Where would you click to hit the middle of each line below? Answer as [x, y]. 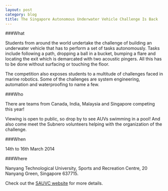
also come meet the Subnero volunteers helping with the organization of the [84, 124]
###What [15, 33]
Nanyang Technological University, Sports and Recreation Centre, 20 [76, 168]
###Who [14, 94]
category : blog [21, 14]
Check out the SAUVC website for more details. [54, 183]
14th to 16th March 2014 [30, 149]
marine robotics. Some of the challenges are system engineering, [73, 79]
